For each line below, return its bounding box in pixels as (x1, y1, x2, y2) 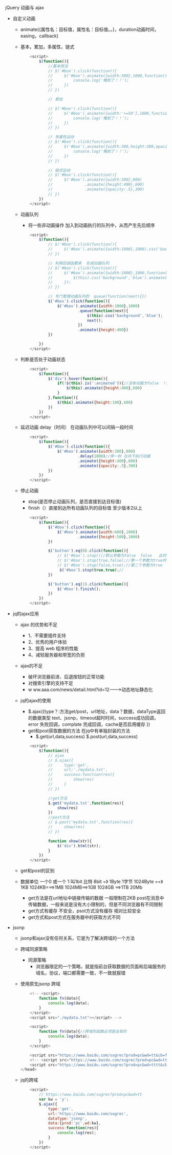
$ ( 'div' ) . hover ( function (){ (48, 376, 108, 381)
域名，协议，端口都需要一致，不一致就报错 (35, 970, 126, 976)
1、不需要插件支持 (28, 632, 67, 638)
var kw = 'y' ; (38, 1097, 69, 1102)
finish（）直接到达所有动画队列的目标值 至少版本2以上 (28, 505, 142, 511)
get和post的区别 (20, 867, 55, 874)
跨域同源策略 (20, 946, 48, 952)
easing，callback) (20, 33, 59, 39)
